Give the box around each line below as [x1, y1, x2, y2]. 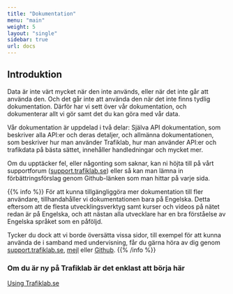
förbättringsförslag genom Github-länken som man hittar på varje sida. [7, 174, 211, 182]
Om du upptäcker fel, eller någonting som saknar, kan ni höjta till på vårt [7, 159, 214, 167]
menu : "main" [7, 17, 45, 24]
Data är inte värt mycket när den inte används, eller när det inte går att [7, 87, 209, 95]
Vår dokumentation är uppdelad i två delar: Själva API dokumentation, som [7, 123, 221, 132]
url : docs [7, 43, 36, 50]
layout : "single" [7, 29, 58, 37]
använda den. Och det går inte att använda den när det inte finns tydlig [7, 94, 211, 103]
